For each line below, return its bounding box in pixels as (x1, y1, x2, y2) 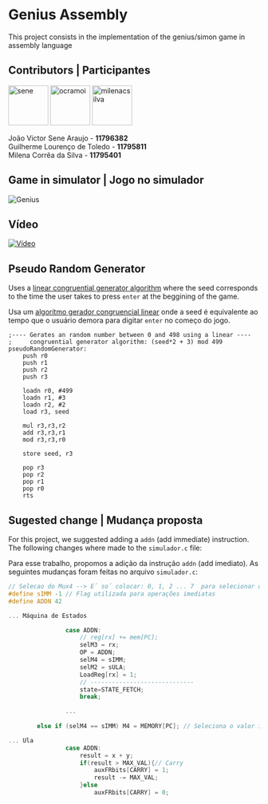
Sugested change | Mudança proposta (8, 513, 203, 527)
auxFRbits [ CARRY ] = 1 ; (93, 766, 170, 774)
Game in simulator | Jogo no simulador (8, 173, 205, 187)
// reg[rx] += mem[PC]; (79, 633, 159, 642)
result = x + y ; (79, 751, 134, 759)
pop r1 (22, 477, 45, 486)
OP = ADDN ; (79, 648, 116, 656)
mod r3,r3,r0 (22, 436, 66, 444)
